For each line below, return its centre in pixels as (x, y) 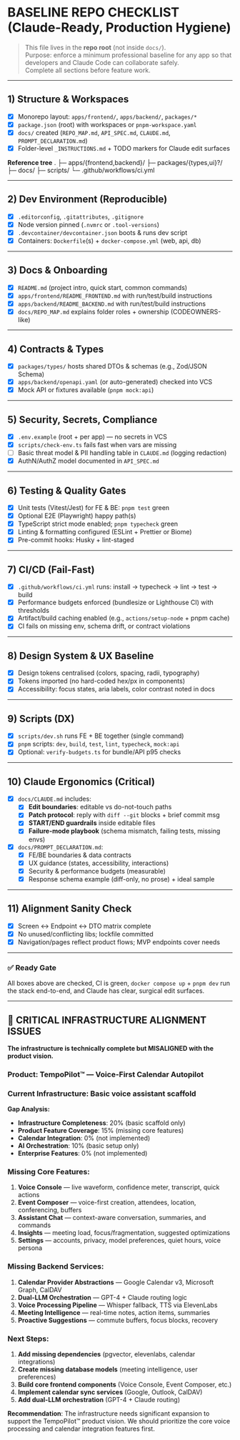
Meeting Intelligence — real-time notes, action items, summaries (114, 1312)
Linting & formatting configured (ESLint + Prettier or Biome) (105, 532)
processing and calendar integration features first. (81, 1429)
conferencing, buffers (50, 1210)
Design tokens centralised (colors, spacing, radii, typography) (109, 673)
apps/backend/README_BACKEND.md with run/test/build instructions (111, 304)
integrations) (36, 1362)
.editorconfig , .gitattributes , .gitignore (81, 216)
